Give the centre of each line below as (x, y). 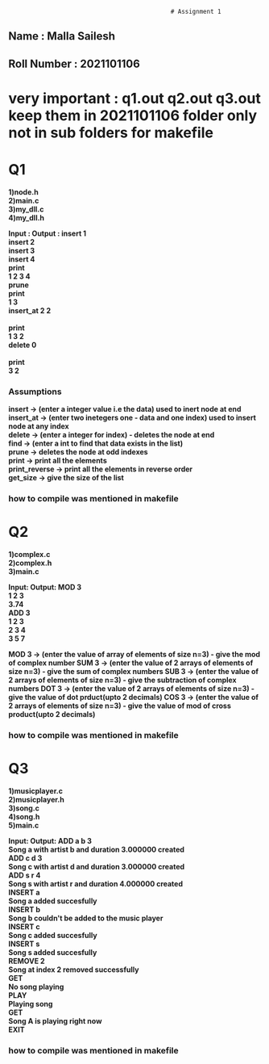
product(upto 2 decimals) (52, 714)
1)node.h (23, 192)
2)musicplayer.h (36, 799)
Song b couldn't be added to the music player (86, 918)
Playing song (31, 1003)
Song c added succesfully (53, 935)
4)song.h (24, 816)
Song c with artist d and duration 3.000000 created (97, 866)
